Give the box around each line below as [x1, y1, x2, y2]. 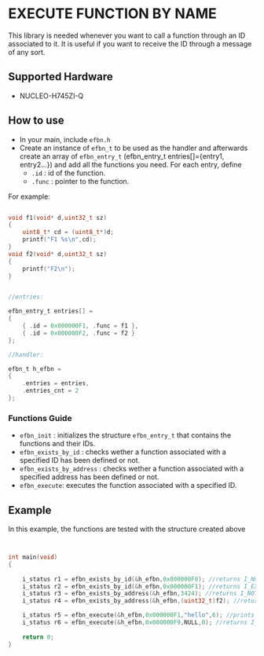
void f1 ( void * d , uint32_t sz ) [8, 214, 108, 222]
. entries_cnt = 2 [22, 387, 79, 395]
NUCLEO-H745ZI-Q [19, 91, 84, 101]
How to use [8, 114, 64, 127]
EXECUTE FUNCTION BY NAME [8, 5, 218, 23]
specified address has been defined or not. [19, 472, 159, 482]
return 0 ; [22, 633, 55, 641]
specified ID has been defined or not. [19, 456, 141, 465]
